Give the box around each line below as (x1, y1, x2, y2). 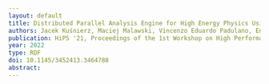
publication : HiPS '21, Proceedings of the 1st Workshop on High (8, 34, 231, 42)
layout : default (8, 11, 62, 20)
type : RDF (8, 49, 42, 57)
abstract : (8, 64, 42, 72)
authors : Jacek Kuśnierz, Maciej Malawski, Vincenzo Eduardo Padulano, (8, 26, 252, 34)
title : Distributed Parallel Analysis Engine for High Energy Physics (8, 19, 249, 27)
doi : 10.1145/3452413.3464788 (8, 57, 110, 65)
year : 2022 (8, 42, 45, 50)
